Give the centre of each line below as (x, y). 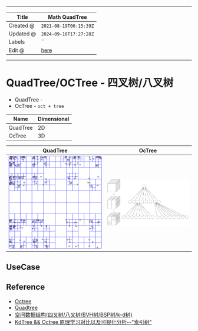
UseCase (23, 267)
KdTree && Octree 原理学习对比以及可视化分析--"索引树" (83, 322)
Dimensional (54, 119)
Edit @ (16, 50)
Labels (17, 42)
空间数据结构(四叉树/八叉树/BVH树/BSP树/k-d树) (73, 314)
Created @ (22, 25)
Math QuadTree (67, 17)
